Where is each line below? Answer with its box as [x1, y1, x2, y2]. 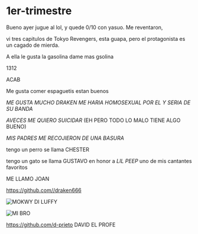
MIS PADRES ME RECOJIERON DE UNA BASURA [6, 134, 124, 142]
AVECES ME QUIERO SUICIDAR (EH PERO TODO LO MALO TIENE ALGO [6, 117, 181, 124]
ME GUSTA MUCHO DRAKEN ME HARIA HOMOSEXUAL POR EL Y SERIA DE [6, 99, 191, 106]
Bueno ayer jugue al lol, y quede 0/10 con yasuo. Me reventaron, [6, 24, 163, 31]
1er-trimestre [6, 4, 72, 18]
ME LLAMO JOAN [6, 175, 50, 182]
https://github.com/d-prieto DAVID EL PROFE [6, 221, 116, 228]
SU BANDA [6, 105, 33, 112]
